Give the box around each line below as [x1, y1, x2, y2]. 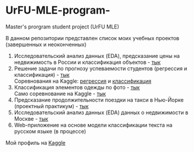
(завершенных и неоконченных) [5, 41, 87, 48]
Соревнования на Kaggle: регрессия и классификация [14, 77, 152, 85]
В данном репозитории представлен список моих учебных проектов [5, 34, 180, 41]
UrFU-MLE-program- [5, 4, 110, 17]
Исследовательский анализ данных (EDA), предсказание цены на [14, 52, 180, 59]
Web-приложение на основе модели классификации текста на [14, 121, 173, 128]
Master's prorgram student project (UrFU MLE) [5, 23, 119, 30]
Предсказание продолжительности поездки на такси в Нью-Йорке [14, 96, 184, 104]
